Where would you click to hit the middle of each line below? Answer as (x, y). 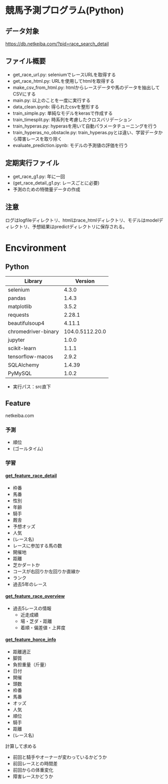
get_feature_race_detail (31, 476)
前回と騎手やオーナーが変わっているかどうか (60, 757)
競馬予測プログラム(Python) (65, 11)
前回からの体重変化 (33, 770)
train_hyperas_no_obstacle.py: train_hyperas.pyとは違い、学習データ (86, 132)
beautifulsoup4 (26, 323)
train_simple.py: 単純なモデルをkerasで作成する (62, 113)
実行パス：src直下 (32, 387)
